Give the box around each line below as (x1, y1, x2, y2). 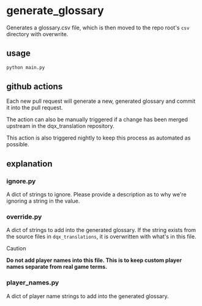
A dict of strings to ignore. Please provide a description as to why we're (6, 191, 187, 198)
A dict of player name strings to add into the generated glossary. (6, 292, 169, 300)
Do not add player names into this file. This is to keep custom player (6, 256, 182, 264)
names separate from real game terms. (6, 263, 108, 271)
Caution (6, 245, 26, 252)
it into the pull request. (6, 104, 63, 111)
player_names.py (6, 278, 59, 287)
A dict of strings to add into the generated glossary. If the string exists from (6, 226, 196, 234)
